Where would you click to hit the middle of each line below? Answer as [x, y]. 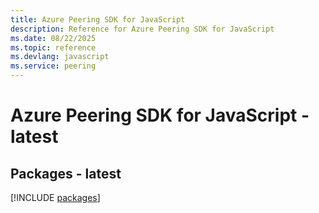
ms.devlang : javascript [60, 57]
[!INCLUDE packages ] [55, 197]
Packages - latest [66, 173]
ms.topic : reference [53, 47]
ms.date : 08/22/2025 [53, 38]
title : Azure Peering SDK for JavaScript [98, 19]
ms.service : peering [53, 66]
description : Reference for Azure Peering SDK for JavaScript [142, 29]
